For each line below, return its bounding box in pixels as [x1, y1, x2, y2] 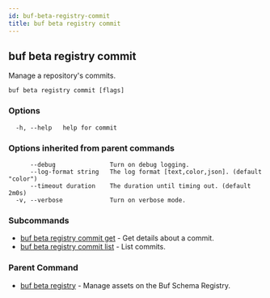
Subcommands [8, 215, 70, 226]
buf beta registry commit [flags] [8, 87, 125, 95]
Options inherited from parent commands [8, 143, 175, 154]
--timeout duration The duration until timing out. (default [29, 181, 251, 190]
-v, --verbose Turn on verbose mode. [15, 196, 186, 204]
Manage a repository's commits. [8, 70, 116, 81]
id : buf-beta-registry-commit [8, 11, 111, 20]
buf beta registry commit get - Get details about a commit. [19, 233, 214, 243]
